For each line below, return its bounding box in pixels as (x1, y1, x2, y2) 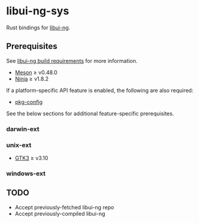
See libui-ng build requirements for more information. (6, 57, 138, 64)
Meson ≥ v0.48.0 (14, 69, 58, 76)
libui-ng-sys (6, 4, 70, 18)
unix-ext (6, 140, 32, 149)
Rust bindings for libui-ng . (6, 24, 71, 31)
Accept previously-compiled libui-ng (14, 210, 105, 217)
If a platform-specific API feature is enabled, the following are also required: (6, 87, 194, 94)
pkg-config (14, 98, 43, 105)
